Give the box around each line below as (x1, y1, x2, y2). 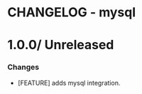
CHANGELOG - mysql (7, 4, 136, 21)
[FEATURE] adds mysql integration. (17, 78, 121, 87)
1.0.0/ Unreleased (7, 37, 114, 53)
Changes (7, 62, 40, 72)
